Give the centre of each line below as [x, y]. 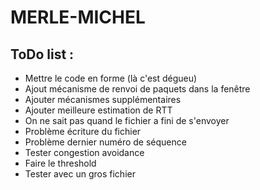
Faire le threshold [60, 163]
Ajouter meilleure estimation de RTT [98, 110]
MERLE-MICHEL [78, 17]
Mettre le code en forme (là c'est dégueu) [111, 78]
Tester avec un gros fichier [80, 174]
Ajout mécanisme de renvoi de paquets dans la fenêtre [137, 89]
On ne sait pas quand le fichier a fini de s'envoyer [127, 120]
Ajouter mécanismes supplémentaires [103, 99]
